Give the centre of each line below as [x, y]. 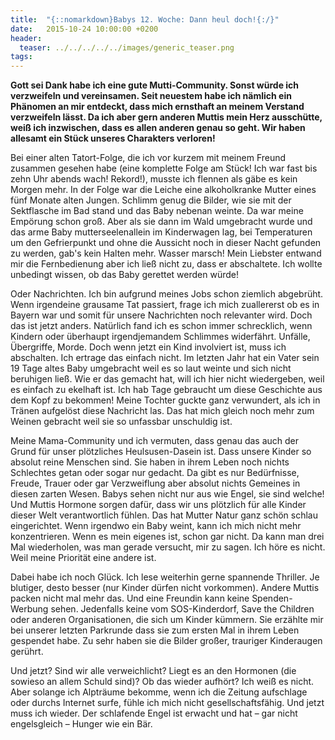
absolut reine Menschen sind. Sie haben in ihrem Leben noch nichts [150, 462]
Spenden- [272, 598]
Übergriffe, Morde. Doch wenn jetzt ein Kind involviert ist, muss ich [148, 347]
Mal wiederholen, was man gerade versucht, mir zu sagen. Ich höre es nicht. [168, 547]
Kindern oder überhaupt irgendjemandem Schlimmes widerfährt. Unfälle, [160, 337]
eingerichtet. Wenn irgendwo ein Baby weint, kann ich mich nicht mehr [156, 526]
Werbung [29, 609]
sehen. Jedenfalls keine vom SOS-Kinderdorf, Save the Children [182, 609]
